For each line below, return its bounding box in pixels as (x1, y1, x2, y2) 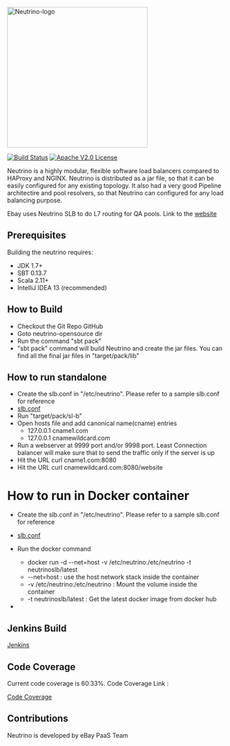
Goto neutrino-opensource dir (17, 329, 103, 337)
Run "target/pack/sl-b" (17, 412, 83, 420)
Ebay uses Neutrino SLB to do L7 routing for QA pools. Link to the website (7, 210, 218, 217)
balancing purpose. (7, 196, 63, 204)
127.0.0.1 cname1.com (27, 427, 88, 435)
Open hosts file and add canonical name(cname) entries (17, 419, 178, 427)
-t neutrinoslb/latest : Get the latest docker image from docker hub (27, 595, 217, 603)
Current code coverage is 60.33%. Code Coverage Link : (7, 680, 169, 687)
